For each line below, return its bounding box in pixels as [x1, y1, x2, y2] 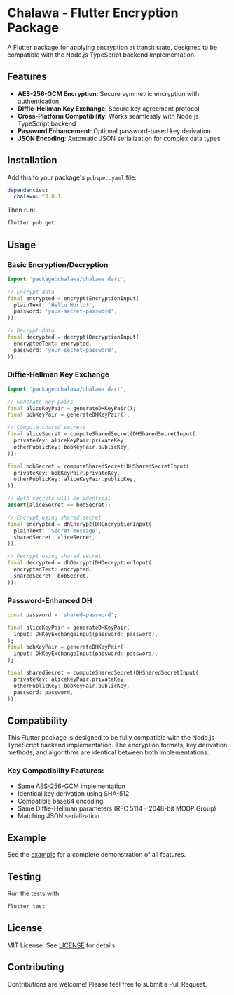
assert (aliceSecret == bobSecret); [7, 501, 111, 509]
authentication [17, 97, 60, 105]
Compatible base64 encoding [17, 797, 104, 805]
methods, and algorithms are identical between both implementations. [7, 748, 209, 757]
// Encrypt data [7, 288, 55, 295]
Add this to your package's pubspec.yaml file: [7, 173, 137, 182]
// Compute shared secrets [7, 424, 86, 431]
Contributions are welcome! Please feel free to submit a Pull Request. [7, 980, 207, 988]
